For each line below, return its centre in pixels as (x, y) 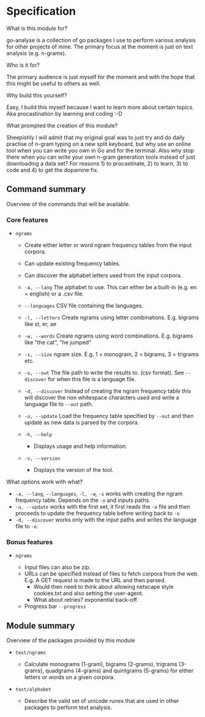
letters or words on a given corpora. (69, 677)
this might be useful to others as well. (54, 83)
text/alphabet (33, 690)
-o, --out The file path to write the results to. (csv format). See (104, 373)
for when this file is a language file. (92, 379)
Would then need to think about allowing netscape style (104, 587)
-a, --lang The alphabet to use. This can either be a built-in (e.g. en (110, 287)
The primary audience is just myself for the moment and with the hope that (101, 77)
